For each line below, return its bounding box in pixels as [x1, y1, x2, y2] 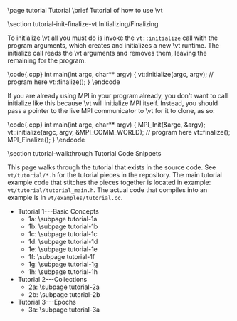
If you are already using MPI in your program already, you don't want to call [7, 92, 228, 100]
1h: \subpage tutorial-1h [28, 268, 98, 276]
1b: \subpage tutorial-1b [28, 222, 98, 231]
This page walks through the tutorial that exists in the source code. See [7, 163, 216, 172]
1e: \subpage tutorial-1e [28, 245, 98, 253]
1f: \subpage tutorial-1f [28, 253, 95, 261]
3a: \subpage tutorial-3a [28, 305, 100, 314]
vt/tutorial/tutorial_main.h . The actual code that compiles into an [7, 186, 208, 194]
